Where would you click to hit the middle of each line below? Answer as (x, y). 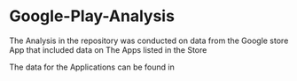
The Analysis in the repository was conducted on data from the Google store (149, 40)
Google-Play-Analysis (92, 16)
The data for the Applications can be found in (92, 67)
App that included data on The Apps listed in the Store (108, 49)
